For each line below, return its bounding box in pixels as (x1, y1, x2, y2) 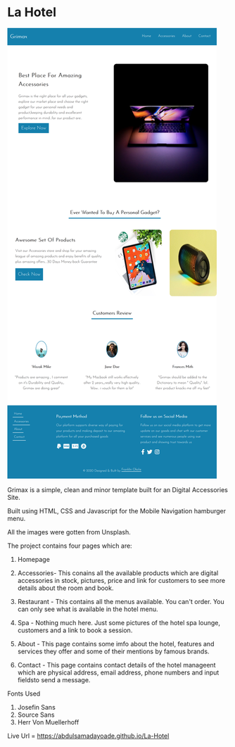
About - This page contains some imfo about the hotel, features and (17, 639, 215, 648)
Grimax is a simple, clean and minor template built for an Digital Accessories (7, 485, 229, 494)
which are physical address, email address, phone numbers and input (17, 668, 220, 677)
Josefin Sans (17, 703, 56, 711)
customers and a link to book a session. (17, 626, 133, 634)
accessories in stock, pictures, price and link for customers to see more (17, 576, 226, 584)
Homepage (17, 555, 51, 563)
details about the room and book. (17, 584, 114, 592)
